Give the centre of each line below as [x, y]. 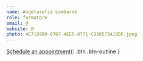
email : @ [17, 23]
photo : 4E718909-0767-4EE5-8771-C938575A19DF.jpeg [72, 34]
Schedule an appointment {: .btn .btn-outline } [63, 51]
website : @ [20, 29]
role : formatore [27, 18]
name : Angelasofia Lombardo [42, 12]
